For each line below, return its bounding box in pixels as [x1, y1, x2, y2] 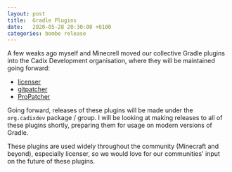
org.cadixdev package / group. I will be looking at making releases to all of [7, 114, 223, 122]
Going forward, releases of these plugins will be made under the [7, 106, 193, 114]
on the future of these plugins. [7, 157, 95, 166]
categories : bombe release [7, 29, 86, 37]
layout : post [7, 10, 46, 18]
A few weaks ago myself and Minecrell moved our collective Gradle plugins [7, 49, 225, 58]
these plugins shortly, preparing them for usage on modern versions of [7, 121, 212, 130]
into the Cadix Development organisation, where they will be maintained [7, 57, 216, 65]
